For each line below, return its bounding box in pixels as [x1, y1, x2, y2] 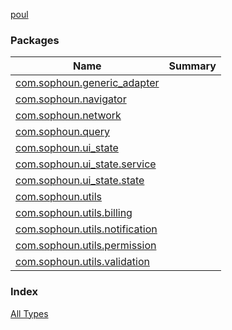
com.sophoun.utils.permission [15, 239, 157, 253]
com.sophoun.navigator [15, 92, 127, 106]
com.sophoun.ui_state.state [15, 174, 145, 188]
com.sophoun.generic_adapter [15, 76, 160, 90]
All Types [10, 307, 49, 319]
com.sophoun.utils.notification [15, 222, 158, 236]
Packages [10, 33, 60, 47]
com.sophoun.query [15, 125, 110, 139]
